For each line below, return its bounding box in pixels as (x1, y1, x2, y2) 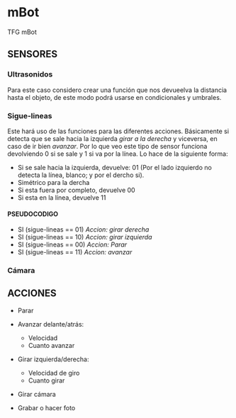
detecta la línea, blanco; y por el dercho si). (17, 171, 145, 179)
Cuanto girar (28, 376, 65, 385)
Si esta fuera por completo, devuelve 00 (17, 186, 136, 194)
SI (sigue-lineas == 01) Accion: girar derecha (17, 225, 150, 234)
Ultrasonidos (7, 69, 53, 79)
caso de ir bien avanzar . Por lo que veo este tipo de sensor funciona (7, 142, 208, 150)
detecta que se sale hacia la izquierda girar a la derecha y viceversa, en (7, 134, 218, 142)
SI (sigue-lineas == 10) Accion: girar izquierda (17, 233, 152, 242)
